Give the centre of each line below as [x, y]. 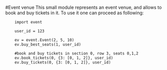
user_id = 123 [29, 31]
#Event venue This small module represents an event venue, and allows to [84, 7]
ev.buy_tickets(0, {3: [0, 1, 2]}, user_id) [63, 62]
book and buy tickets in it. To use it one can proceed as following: [75, 13]
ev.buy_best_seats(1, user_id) [48, 44]
